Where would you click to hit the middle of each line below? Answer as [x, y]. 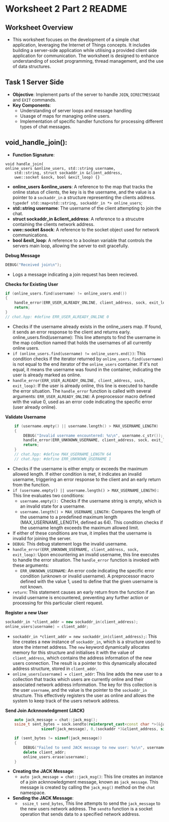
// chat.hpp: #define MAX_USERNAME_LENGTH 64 [63, 454]
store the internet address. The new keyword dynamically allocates [81, 647]
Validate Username [26, 417]
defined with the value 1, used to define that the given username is [89, 581]
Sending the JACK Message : [43, 798]
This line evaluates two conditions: [48, 495]
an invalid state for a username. [53, 506]
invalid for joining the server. [42, 538]
